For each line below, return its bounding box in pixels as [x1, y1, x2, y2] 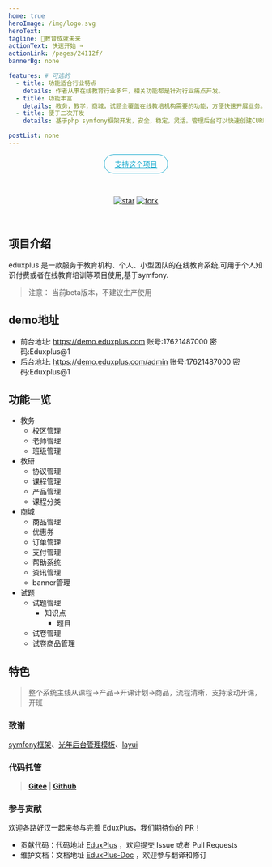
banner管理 [32, 578, 71, 587]
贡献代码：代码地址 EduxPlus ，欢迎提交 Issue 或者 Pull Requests [19, 840, 238, 850]
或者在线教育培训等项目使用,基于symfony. [29, 270, 169, 280]
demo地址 [8, 314, 59, 327]
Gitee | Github [28, 781, 77, 791]
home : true [8, 11, 45, 20]
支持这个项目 [114, 159, 158, 169]
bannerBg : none [8, 58, 60, 66]
